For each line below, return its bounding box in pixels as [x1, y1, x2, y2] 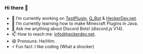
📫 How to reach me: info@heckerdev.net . [11, 31, 96, 37]
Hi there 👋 [4, 4, 29, 11]
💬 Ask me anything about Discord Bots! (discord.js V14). [11, 26, 124, 32]
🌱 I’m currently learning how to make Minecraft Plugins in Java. [11, 20, 138, 26]
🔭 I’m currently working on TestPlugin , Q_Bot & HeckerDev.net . [11, 16, 137, 21]
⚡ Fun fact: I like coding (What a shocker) [11, 44, 94, 50]
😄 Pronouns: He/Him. [11, 38, 55, 44]
